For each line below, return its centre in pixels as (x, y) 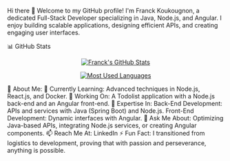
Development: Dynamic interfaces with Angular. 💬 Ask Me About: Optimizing (115, 118)
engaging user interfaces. (44, 32)
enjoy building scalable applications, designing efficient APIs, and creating (113, 25)
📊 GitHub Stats (29, 46)
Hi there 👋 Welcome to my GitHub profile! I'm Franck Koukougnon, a (103, 11)
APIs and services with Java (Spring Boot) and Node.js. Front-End (101, 111)
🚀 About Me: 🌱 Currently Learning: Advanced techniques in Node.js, (104, 89)
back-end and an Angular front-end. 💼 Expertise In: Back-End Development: (115, 104)
